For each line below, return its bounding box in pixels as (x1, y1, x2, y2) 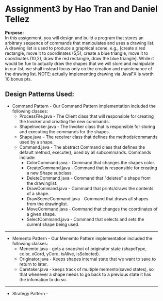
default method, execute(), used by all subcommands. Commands (19, 149, 151, 155)
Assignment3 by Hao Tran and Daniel (5, 3, 158, 15)
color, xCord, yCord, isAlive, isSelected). (19, 251, 100, 256)
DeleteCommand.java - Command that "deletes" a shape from (26, 175, 151, 181)
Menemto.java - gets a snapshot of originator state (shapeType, (19, 246, 147, 252)
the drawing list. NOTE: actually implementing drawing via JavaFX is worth (5, 71, 154, 77)
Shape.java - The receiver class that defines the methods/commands (19, 134, 158, 140)
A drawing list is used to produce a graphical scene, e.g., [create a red (5, 45, 146, 51)
